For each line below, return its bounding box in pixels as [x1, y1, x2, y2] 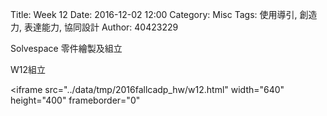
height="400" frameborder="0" [10, 94, 141, 106]
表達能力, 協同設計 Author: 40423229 [23, 21, 179, 33]
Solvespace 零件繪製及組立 [10, 43, 123, 54]
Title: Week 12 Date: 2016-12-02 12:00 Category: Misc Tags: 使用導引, [10, 9, 298, 20]
